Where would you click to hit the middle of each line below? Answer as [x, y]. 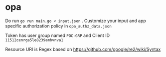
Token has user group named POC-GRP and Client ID [57, 35]
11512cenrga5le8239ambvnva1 [34, 40]
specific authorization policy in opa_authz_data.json [59, 26]
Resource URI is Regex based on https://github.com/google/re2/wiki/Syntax [83, 49]
